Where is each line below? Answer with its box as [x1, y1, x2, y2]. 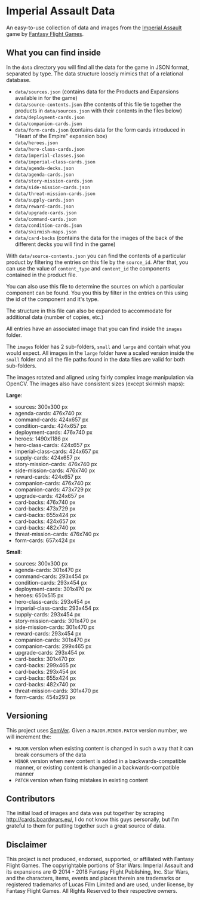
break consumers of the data [14, 751, 87, 758]
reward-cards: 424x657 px [14, 473, 81, 480]
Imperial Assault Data [6, 4, 115, 18]
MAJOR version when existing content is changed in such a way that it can [14, 744, 194, 752]
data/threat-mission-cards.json [14, 190, 96, 197]
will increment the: [6, 733, 52, 740]
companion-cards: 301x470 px [14, 636, 91, 643]
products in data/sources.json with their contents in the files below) [14, 107, 183, 114]
